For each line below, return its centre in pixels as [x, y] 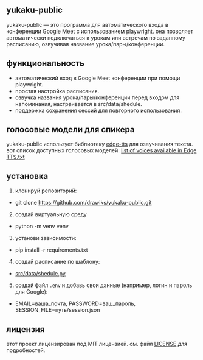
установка [27, 176]
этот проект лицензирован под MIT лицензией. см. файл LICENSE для [97, 344]
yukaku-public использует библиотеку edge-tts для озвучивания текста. [100, 144]
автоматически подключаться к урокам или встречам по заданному [96, 37]
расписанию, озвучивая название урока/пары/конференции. [86, 44]
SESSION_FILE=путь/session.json [57, 310]
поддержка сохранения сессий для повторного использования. [98, 110]
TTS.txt [16, 157]
